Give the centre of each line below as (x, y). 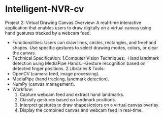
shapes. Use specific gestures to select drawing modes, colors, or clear (85, 47)
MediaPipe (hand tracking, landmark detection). (61, 79)
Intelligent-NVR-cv (45, 9)
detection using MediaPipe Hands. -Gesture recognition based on (79, 63)
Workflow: (23, 89)
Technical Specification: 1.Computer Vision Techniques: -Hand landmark (85, 58)
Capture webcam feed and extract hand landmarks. (72, 94)
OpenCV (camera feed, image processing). (56, 73)
